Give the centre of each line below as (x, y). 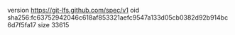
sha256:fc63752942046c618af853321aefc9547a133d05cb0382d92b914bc (118, 17)
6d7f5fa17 (22, 25)
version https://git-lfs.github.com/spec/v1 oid (73, 10)
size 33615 (54, 25)
